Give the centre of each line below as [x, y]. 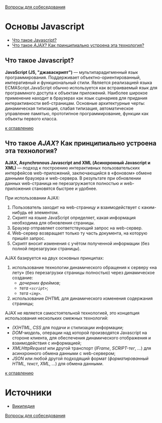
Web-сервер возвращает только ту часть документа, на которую [80, 233]
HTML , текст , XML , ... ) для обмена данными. [58, 363]
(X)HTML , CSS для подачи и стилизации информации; [68, 327]
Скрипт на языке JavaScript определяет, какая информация [74, 218]
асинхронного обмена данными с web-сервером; [64, 353]
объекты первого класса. [31, 118]
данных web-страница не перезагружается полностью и [64, 183]
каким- [149, 207]
